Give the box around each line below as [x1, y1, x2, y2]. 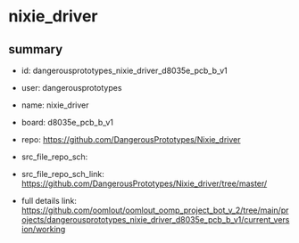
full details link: [21, 196, 78, 206]
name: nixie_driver [21, 100, 89, 110]
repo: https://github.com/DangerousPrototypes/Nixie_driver [21, 134, 241, 144]
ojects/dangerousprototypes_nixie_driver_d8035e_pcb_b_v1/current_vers [21, 215, 290, 224]
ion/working [21, 224, 66, 234]
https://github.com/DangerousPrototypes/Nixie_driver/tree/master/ [21, 178, 268, 189]
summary [8, 42, 63, 57]
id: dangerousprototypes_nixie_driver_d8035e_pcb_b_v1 [21, 65, 228, 76]
